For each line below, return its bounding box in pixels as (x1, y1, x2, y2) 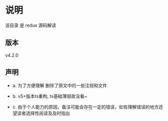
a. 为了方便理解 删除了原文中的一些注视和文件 (12, 82, 107, 88)
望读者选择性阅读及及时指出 (12, 110, 70, 116)
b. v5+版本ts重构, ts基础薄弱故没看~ (12, 93, 88, 99)
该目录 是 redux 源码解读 (5, 22, 56, 28)
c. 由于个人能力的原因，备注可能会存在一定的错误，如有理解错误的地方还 (12, 104, 163, 110)
